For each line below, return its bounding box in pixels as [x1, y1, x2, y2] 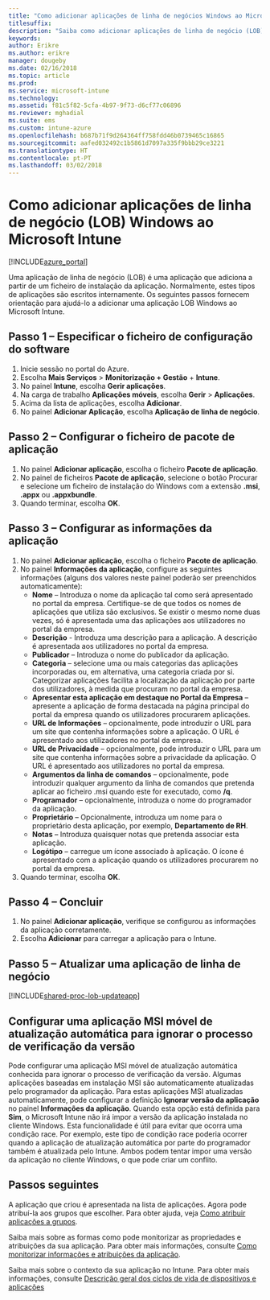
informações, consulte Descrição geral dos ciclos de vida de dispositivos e [8, 1273, 257, 1283]
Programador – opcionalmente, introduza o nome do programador [31, 794, 252, 805]
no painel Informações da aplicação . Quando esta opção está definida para [8, 1104, 260, 1113]
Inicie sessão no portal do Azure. [19, 364, 129, 373]
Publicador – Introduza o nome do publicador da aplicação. [31, 650, 230, 659]
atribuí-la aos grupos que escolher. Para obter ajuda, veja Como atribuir [8, 1208, 246, 1218]
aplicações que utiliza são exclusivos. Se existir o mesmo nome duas [31, 607, 261, 617]
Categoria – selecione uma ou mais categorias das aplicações [31, 658, 239, 668]
